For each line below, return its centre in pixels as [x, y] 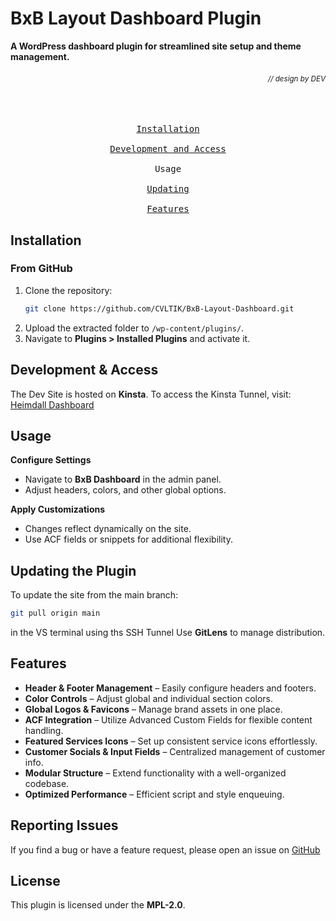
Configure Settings [51, 460]
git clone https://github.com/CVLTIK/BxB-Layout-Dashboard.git [159, 308]
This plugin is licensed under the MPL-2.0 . [98, 905]
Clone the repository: [68, 290]
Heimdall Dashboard [52, 404]
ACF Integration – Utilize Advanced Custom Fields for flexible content [168, 719]
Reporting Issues [64, 825]
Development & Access [84, 370]
